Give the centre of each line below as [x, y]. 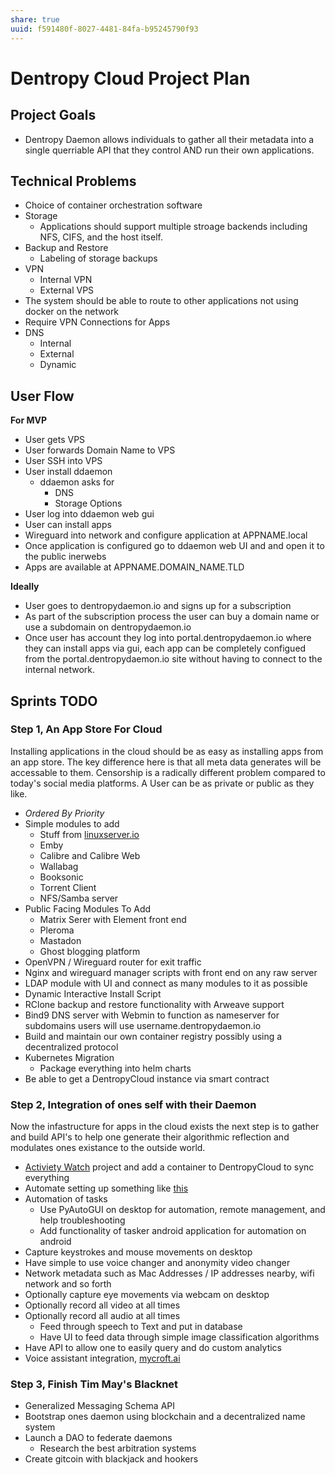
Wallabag [59, 866]
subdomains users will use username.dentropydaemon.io [143, 1025]
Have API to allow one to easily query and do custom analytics [153, 1348]
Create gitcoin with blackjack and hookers [111, 1459]
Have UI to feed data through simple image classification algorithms [179, 1337]
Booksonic [61, 877]
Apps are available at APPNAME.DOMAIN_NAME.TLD [134, 567]
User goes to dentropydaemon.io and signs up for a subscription [158, 606]
